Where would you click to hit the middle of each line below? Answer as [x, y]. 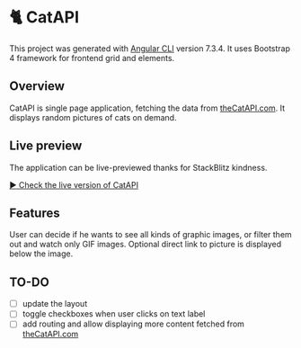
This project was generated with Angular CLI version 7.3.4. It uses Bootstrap [150, 48]
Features [35, 213]
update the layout [55, 304]
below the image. [41, 254]
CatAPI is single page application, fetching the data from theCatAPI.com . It [147, 108]
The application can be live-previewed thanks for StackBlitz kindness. [138, 167]
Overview [37, 86]
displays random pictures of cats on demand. [93, 117]
